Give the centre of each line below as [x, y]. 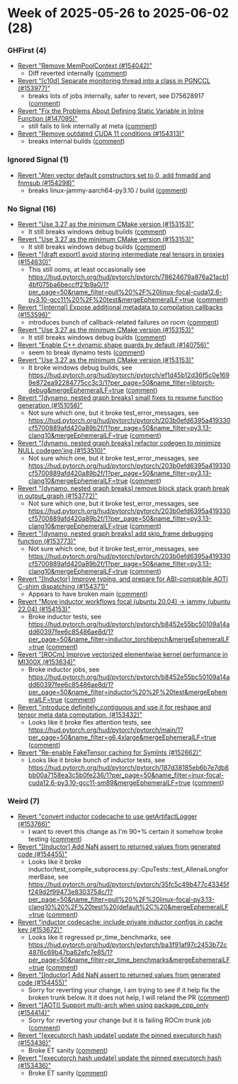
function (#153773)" [47, 541]
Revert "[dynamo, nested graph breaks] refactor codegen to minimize [119, 443]
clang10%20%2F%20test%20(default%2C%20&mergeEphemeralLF [128, 907]
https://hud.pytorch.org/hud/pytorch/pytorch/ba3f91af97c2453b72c [127, 945]
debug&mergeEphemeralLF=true [76, 390]
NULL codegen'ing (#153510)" [62, 451]
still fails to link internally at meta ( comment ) [92, 126]
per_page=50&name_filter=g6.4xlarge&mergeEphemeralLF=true [122, 737]
